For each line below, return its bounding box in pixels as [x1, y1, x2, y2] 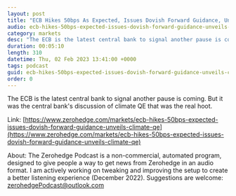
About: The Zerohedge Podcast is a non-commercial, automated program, [7, 151, 222, 160]
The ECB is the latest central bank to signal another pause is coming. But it [7, 94, 223, 103]
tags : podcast [7, 62, 49, 69]
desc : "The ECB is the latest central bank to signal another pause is [7, 36, 221, 43]
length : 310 [7, 50, 42, 57]
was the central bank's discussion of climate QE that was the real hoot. [7, 102, 213, 111]
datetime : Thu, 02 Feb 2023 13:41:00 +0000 [7, 56, 137, 63]
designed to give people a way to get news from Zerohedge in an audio [7, 159, 214, 167]
